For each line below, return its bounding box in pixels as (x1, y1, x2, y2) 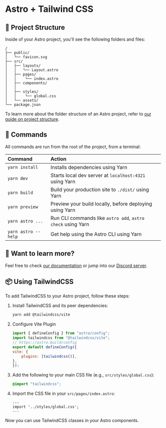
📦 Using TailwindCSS (5, 277, 74, 286)
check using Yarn (50, 220, 90, 227)
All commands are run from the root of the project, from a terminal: (5, 144, 141, 150)
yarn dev (7, 175, 28, 181)
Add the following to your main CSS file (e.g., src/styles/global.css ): (12, 372, 155, 378)
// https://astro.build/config (12, 340, 77, 345)
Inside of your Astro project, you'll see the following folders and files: (5, 36, 146, 42)
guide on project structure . (5, 116, 60, 122)
